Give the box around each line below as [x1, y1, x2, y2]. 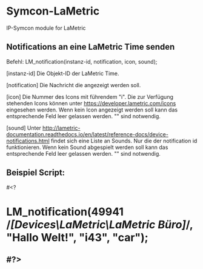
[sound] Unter [6, 124, 41, 131]
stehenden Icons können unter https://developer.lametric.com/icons [6, 99, 176, 107]
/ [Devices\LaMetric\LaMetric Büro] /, [6, 218, 193, 231]
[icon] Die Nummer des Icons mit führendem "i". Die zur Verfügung [6, 93, 174, 101]
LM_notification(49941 [6, 205, 124, 219]
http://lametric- [42, 124, 81, 131]
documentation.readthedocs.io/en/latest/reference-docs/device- [6, 130, 168, 138]
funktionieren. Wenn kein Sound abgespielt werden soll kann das [6, 144, 168, 151]
